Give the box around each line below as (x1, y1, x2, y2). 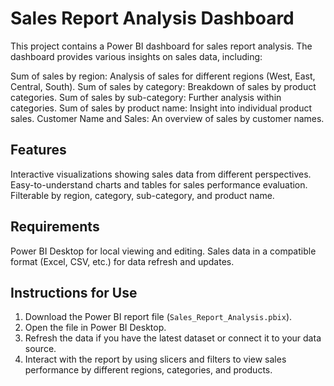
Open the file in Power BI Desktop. (24, 322, 167, 334)
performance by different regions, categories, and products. (24, 364, 273, 376)
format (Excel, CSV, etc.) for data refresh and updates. (10, 255, 235, 267)
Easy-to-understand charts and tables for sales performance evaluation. (10, 178, 308, 191)
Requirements (10, 218, 100, 236)
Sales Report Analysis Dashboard (10, 7, 295, 30)
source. (24, 343, 57, 355)
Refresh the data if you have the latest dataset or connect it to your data (24, 332, 322, 344)
